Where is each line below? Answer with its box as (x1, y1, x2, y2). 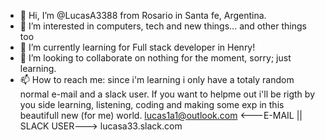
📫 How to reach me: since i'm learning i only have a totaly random (19, 74, 295, 85)
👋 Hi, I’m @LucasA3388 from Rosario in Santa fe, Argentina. (19, 10, 267, 21)
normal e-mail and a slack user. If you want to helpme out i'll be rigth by (19, 88, 315, 100)
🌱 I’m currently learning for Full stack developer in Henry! (19, 41, 256, 53)
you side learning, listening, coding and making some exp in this (19, 99, 285, 110)
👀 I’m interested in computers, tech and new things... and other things (19, 20, 307, 32)
